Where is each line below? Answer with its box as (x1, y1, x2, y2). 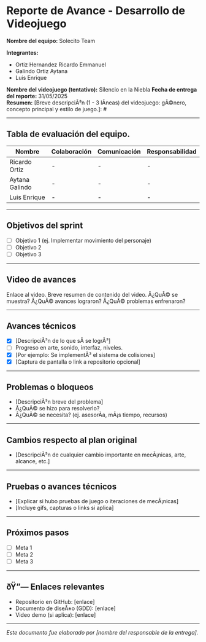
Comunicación (97, 147, 141, 155)
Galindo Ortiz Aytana (15, 67, 68, 74)
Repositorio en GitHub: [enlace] (15, 598, 95, 605)
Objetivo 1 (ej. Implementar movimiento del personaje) (15, 237, 152, 244)
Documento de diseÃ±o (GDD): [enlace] (15, 605, 116, 612)
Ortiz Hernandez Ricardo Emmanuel (15, 61, 106, 68)
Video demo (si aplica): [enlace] (15, 611, 96, 618)
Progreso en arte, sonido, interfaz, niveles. (15, 344, 123, 351)
